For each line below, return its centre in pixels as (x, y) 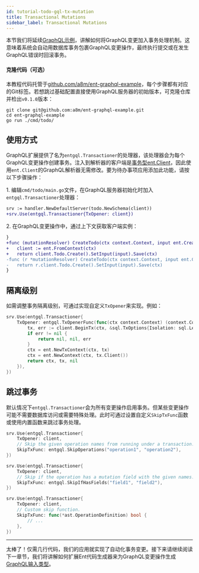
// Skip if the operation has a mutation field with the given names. (106, 477)
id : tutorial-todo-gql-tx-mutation (50, 12)
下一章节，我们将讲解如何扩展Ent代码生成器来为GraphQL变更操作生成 (91, 556)
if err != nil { (47, 333)
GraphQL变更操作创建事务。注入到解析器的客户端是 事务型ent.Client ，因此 (96, 163)
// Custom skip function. (49, 510)
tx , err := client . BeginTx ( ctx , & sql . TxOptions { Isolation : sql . (108, 328)
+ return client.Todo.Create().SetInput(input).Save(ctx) (82, 254)
